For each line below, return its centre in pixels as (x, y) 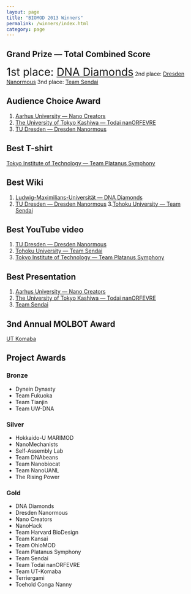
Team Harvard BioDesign (47, 533)
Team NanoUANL (37, 470)
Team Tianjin (31, 402)
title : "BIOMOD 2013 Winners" (45, 18)
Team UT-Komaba (38, 571)
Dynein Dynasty (36, 389)
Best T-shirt (30, 148)
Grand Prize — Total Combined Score (79, 54)
